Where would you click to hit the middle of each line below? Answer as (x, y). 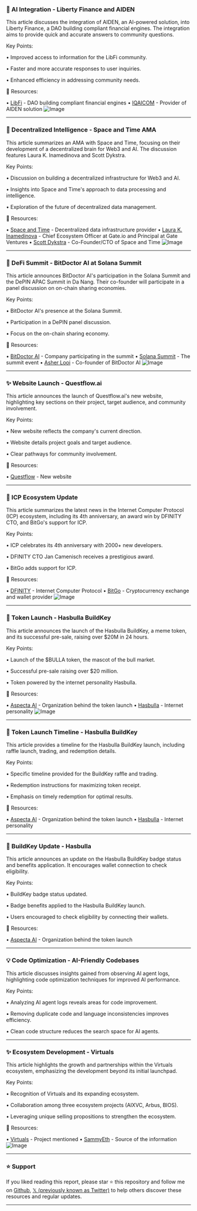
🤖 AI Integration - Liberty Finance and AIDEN (70, 9)
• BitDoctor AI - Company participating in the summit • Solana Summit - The (98, 356)
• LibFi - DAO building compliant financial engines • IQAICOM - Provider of (96, 103)
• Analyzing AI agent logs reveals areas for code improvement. (82, 1002)
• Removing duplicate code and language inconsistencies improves (87, 1013)
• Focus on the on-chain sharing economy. (58, 333)
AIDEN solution (24, 109)
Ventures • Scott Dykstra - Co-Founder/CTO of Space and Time (83, 242)
